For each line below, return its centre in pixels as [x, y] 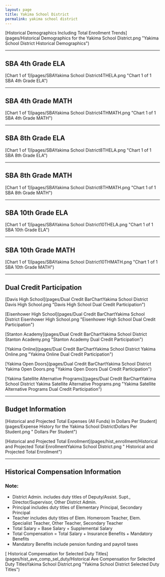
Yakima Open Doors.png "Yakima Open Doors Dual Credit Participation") [79, 369]
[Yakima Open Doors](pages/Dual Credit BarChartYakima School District [78, 364]
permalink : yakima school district [41, 19]
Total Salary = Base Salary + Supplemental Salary [62, 528]
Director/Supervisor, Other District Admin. [54, 502]
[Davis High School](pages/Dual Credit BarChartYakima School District [77, 299]
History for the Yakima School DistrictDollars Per [88, 426]
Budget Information [36, 409]
